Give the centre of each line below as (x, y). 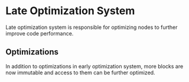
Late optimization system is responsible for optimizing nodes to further (92, 27)
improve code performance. (40, 33)
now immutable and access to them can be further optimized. (80, 73)
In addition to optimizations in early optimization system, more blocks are (94, 66)
